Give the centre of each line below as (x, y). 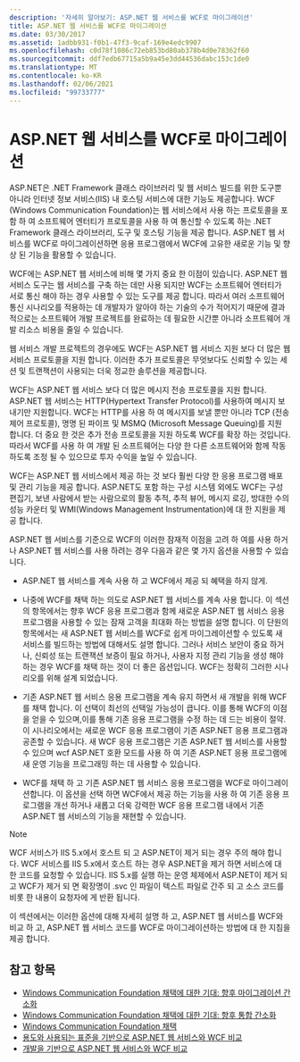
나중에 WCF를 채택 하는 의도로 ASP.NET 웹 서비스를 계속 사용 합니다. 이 (147, 600)
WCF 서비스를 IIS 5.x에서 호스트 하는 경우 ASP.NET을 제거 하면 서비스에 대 (151, 864)
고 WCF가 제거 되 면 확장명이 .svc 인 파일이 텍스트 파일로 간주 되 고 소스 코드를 (146, 886)
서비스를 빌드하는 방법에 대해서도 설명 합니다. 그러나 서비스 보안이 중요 (145, 645)
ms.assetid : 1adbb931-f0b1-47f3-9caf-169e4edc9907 (105, 42)
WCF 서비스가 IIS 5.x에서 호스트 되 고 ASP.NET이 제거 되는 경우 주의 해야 (137, 853)
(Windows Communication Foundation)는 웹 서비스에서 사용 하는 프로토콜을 (144, 210)
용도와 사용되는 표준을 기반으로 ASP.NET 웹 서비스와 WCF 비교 (132, 1038)
